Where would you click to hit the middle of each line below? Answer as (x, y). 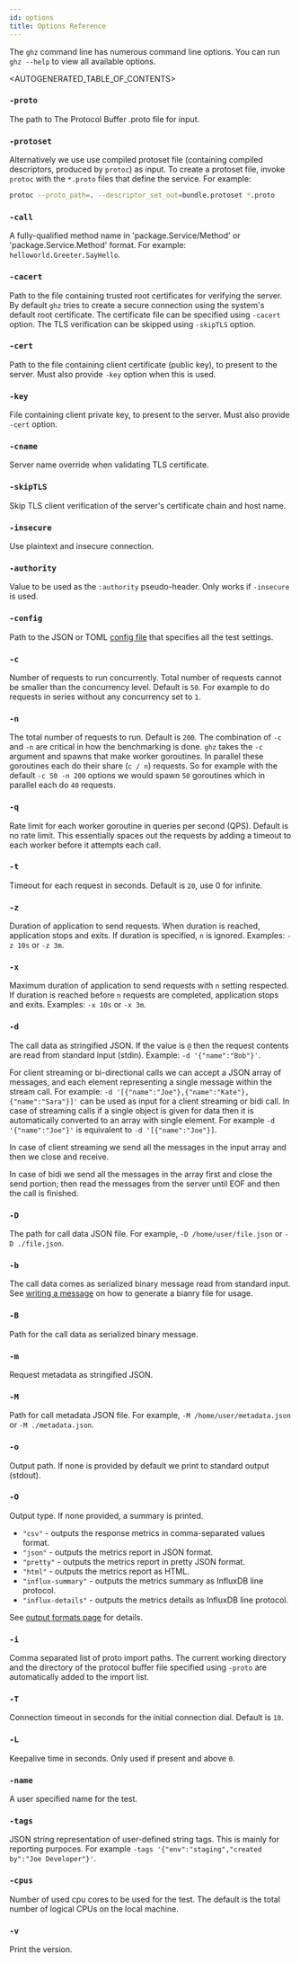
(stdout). (25, 1475)
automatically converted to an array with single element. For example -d (142, 1120)
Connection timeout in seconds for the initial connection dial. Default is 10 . (147, 1718)
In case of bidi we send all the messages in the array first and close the (141, 1174)
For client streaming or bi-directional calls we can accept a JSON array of (145, 1072)
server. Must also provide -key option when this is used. (113, 374)
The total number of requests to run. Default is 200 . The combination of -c (146, 737)
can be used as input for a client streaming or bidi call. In (185, 1101)
